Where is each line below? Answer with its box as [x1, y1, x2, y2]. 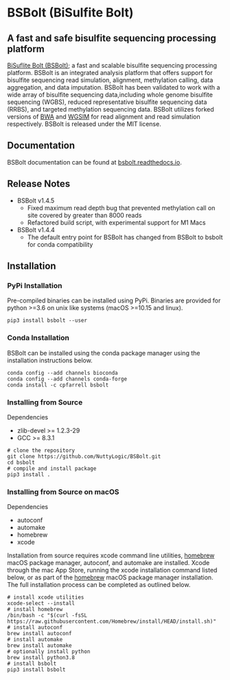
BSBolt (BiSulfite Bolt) [7, 5, 134, 21]
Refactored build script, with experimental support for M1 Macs [27, 218, 206, 227]
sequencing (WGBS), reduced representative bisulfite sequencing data [7, 98, 207, 106]
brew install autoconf [7, 630, 72, 637]
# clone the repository [7, 446, 76, 454]
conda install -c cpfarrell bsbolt [7, 381, 109, 389]
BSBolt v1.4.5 [16, 196, 55, 205]
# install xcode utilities [7, 594, 84, 601]
